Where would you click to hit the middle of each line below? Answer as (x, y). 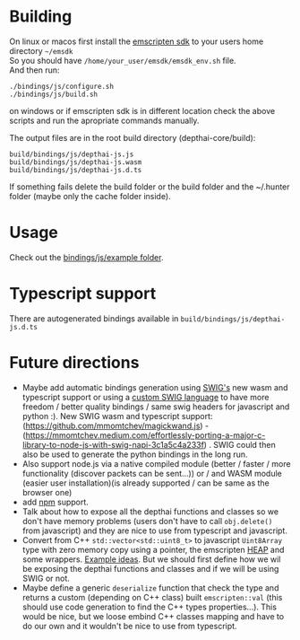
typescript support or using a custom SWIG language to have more (146, 397)
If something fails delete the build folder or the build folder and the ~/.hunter (150, 187)
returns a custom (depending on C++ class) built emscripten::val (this (152, 597)
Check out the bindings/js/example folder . (86, 257)
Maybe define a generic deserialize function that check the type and (150, 587)
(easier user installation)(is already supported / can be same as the (146, 483)
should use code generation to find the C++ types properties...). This (150, 607)
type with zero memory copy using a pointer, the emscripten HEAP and (153, 549)
